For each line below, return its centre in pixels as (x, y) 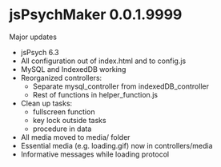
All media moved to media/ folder (75, 137)
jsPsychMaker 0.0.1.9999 (96, 15)
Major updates (33, 37)
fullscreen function (64, 111)
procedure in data (62, 129)
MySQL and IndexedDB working (73, 69)
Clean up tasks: (46, 103)
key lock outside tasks (69, 120)
